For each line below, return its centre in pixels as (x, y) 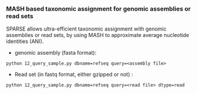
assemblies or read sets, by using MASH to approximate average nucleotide (98, 35)
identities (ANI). (25, 41)
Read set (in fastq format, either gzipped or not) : (74, 75)
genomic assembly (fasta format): (55, 53)
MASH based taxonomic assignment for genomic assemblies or (98, 9)
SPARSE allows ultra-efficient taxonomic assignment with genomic (86, 29)
